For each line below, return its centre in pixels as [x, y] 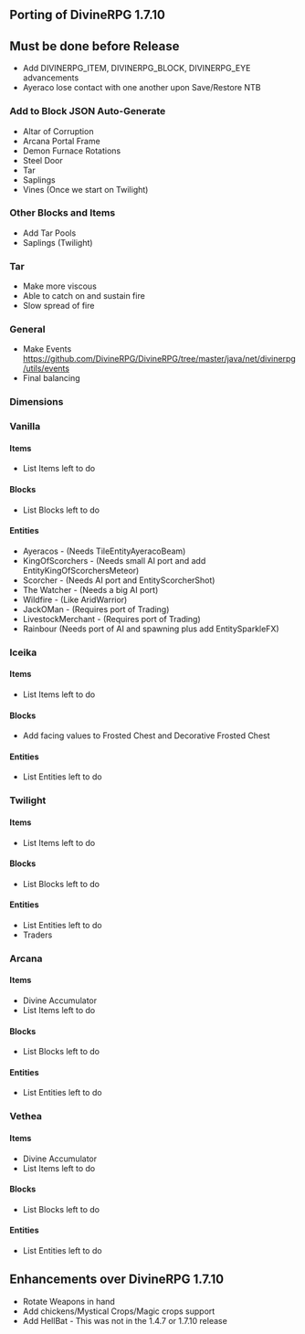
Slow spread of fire [58, 306]
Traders [37, 935]
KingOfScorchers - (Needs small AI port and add [114, 560]
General [27, 330]
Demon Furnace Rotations [72, 151]
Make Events [47, 349]
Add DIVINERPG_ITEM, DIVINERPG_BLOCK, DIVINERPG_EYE [137, 69]
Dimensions [37, 402]
